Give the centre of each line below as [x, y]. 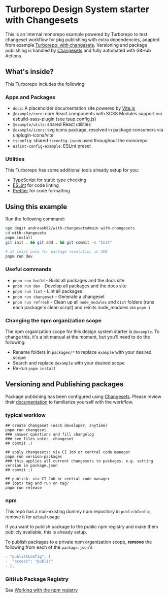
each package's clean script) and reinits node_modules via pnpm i [81, 307]
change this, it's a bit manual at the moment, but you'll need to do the [78, 337]
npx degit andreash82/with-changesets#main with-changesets [70, 228]
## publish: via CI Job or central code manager [58, 479]
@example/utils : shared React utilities [52, 124]
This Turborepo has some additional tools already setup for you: [72, 170]
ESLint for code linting [36, 185]
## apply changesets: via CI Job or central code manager [68, 452]
